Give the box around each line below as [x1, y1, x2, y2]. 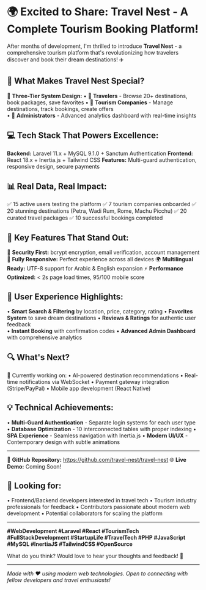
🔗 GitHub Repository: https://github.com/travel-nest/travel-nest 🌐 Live [7, 456, 187, 463]
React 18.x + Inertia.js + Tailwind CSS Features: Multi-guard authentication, [7, 156, 197, 163]
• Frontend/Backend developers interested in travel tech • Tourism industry [7, 497, 197, 504]
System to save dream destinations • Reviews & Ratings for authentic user [7, 314, 196, 321]
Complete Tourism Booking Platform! [7, 22, 199, 36]
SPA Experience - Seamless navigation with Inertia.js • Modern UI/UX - [7, 432, 188, 439]
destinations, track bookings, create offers [7, 105, 114, 112]
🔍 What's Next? [7, 352, 70, 362]
